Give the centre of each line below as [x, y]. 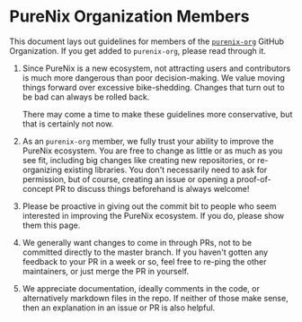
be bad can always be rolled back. [86, 97]
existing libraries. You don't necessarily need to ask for [166, 170]
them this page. [51, 225]
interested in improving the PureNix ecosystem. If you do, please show [153, 215]
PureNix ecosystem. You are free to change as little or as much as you [152, 151]
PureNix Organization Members [129, 17]
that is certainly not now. [68, 124]
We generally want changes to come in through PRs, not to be [137, 242]
